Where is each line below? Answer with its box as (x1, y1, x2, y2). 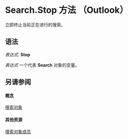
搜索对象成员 (5, 129, 31, 135)
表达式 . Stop (5, 51, 30, 57)
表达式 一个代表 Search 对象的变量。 (5, 62, 79, 68)
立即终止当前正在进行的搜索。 (5, 22, 65, 28)
